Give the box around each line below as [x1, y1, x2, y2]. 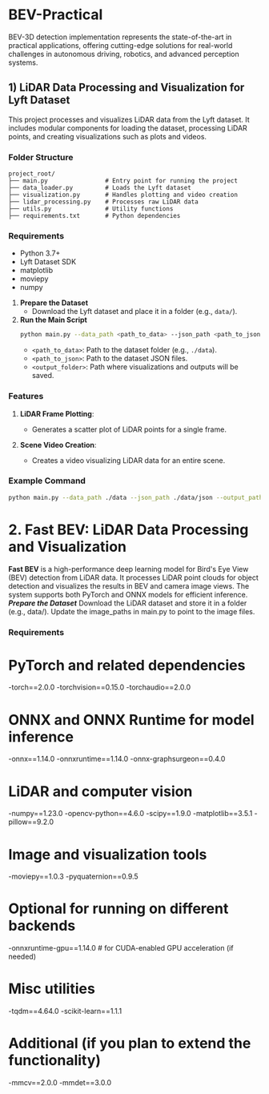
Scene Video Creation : [19, 440, 97, 449]
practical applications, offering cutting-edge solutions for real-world [8, 40, 233, 50]
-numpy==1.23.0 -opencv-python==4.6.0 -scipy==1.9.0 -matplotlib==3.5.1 [8, 809, 253, 818]
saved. [31, 371, 54, 380]
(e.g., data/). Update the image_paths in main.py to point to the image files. [8, 606, 255, 616]
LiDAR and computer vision [8, 782, 193, 800]
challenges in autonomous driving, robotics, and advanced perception [8, 49, 240, 58]
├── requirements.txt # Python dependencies [8, 212, 181, 220]
